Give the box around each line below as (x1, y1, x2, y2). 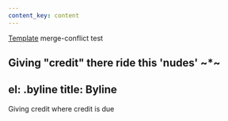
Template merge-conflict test (8, 33, 104, 43)
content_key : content (8, 11, 80, 20)
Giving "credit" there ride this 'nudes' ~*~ (8, 56, 221, 70)
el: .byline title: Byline (8, 83, 117, 96)
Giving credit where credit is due (8, 104, 115, 113)
